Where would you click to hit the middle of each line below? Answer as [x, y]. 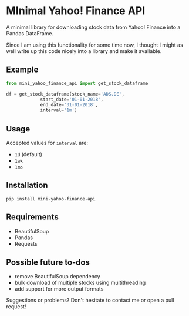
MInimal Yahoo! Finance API [76, 11]
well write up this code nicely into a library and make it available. [84, 51]
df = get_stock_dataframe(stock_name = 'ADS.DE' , [65, 94]
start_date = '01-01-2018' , [72, 99]
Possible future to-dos [48, 262]
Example [22, 70]
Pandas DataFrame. [30, 33]
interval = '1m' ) [59, 110]
